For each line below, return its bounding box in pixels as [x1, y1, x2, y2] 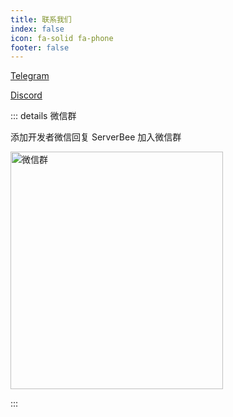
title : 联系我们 [10, 14, 72, 25]
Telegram [10, 70, 50, 82]
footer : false [10, 42, 70, 53]
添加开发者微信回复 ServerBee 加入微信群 [10, 131, 182, 143]
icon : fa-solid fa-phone [10, 33, 114, 43]
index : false [10, 24, 65, 34]
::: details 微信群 [10, 110, 77, 122]
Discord [10, 89, 43, 101]
